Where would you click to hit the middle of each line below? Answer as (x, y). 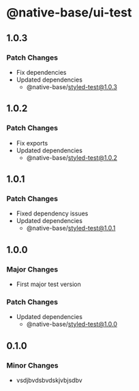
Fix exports (32, 143)
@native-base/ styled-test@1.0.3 (72, 86)
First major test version (48, 284)
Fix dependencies (41, 72)
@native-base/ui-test (69, 13)
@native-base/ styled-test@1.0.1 (71, 228)
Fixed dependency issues (52, 213)
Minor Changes (32, 365)
